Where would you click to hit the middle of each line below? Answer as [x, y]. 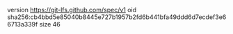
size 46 [50, 24]
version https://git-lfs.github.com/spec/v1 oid [72, 10]
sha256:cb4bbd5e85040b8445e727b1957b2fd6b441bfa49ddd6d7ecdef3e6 [117, 17]
